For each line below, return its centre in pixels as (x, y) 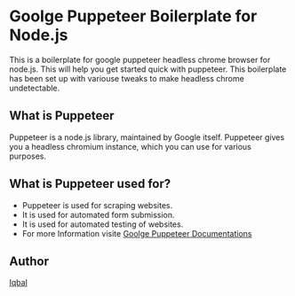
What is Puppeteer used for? (90, 184)
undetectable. (35, 88)
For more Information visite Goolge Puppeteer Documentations (137, 233)
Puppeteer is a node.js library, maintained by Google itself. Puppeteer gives (147, 137)
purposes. (28, 156)
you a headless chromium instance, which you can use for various (130, 146)
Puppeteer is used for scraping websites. (97, 205)
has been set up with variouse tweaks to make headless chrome (127, 78)
